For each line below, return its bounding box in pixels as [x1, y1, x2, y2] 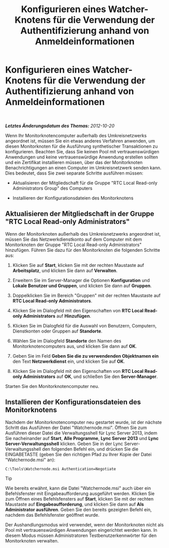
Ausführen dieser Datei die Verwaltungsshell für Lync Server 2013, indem [5, 430, 157, 436]
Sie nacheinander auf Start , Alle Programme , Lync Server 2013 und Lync [5, 435, 159, 441]
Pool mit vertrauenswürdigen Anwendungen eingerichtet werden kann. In [5, 527, 157, 533]
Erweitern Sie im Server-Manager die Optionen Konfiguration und [12, 277, 150, 283]
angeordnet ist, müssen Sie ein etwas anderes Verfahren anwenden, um [5, 138, 155, 144]
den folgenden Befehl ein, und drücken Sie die [42, 446, 139, 452]
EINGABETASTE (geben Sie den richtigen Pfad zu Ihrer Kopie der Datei [5, 451, 152, 457]
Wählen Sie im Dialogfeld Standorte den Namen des [12, 338, 122, 344]
